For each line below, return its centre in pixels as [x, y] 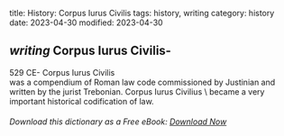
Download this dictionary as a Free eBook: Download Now [118, 122]
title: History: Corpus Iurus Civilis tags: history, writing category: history [142, 13]
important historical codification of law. [82, 101]
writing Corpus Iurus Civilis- [90, 51]
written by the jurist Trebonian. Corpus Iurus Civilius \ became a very [137, 91]
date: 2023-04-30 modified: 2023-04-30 [87, 23]
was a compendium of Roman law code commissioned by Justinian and [142, 82]
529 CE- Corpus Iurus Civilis [62, 72]
